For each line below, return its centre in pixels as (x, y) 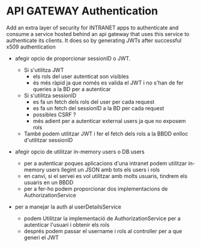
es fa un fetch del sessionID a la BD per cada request (98, 108)
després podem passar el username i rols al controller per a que (103, 231)
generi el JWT (41, 237)
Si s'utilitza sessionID (50, 95)
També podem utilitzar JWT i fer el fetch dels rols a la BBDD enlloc (106, 134)
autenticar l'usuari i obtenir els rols (67, 225)
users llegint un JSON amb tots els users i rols (103, 170)
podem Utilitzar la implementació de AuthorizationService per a (102, 218)
